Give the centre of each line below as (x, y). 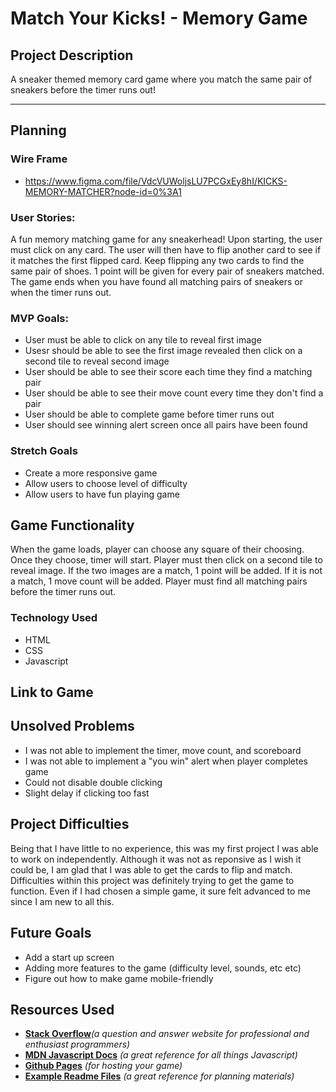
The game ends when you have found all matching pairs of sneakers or (157, 281)
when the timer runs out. (61, 292)
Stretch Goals (44, 451)
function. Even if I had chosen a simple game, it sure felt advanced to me (160, 891)
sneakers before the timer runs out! (83, 90)
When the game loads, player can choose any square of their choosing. (157, 549)
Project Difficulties (70, 824)
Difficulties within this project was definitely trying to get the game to (152, 880)
